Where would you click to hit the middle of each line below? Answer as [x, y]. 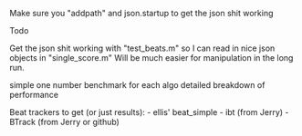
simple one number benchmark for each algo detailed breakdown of [137, 85]
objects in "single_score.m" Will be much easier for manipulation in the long [151, 58]
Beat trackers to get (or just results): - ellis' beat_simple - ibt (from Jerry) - [149, 112]
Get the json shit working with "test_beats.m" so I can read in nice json [142, 48]
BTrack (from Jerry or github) [65, 122]
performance [34, 95]
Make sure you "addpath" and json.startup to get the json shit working [141, 13]
